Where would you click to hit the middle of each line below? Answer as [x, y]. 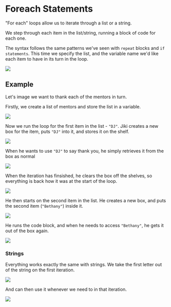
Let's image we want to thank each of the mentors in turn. [66, 97]
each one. [16, 38]
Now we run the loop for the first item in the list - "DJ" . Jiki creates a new [82, 126]
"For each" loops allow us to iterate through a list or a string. [68, 23]
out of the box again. [27, 231]
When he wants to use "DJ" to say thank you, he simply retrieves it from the [85, 151]
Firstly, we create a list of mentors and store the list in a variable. [73, 106]
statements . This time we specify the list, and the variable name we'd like [82, 53]
